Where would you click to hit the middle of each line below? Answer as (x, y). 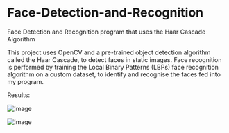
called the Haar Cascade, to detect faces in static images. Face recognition (114, 59)
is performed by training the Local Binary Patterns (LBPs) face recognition (113, 67)
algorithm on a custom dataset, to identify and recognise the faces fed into (114, 74)
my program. (25, 81)
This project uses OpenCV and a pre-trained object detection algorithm (109, 52)
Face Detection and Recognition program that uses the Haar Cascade (107, 32)
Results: (19, 95)
